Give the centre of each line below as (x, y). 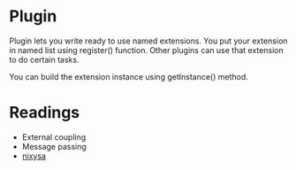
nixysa (34, 156)
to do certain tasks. (44, 59)
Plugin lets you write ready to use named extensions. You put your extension (148, 41)
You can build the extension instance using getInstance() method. (129, 76)
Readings (45, 113)
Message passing (54, 146)
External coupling (54, 137)
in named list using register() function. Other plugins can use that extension (147, 50)
